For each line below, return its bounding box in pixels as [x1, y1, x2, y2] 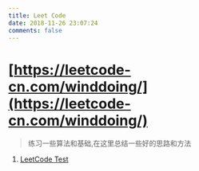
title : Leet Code [8, 11, 66, 20]
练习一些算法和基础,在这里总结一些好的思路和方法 [27, 138, 192, 148]
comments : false [8, 26, 62, 34]
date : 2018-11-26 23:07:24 [8, 19, 98, 27]
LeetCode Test [19, 154, 69, 164]
